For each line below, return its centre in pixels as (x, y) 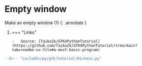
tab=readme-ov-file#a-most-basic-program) (56, 50)
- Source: (24, 41)
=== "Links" (24, 32)
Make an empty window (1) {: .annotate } (46, 23)
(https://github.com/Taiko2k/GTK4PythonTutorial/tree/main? (74, 45)
